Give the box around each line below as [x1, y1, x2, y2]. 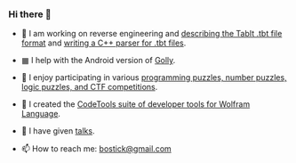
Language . [20, 109, 61, 119]
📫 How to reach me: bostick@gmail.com [20, 143, 172, 154]
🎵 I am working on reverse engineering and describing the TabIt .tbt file [20, 29, 283, 39]
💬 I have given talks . [20, 126, 95, 136]
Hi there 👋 [8, 8, 52, 20]
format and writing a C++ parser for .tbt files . [20, 37, 187, 48]
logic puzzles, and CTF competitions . [20, 82, 158, 93]
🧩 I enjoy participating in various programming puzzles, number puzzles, [20, 72, 287, 83]
